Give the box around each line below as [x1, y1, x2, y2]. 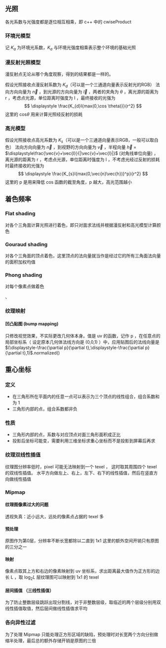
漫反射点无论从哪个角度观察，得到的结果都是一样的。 [5, 71, 114, 77]
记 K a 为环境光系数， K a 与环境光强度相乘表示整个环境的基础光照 [5, 45, 136, 51]
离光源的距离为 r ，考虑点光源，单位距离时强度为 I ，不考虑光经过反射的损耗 [5, 156, 160, 162]
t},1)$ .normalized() [22, 349, 60, 355]
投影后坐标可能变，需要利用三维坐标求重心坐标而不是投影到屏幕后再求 [12, 438, 156, 444]
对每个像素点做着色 [5, 284, 44, 290]
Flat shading [5, 210, 36, 217]
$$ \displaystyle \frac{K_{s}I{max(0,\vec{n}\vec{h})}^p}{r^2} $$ [18, 171, 148, 177]
